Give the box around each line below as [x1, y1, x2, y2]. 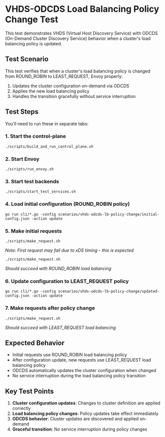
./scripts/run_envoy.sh [5, 167, 54, 172]
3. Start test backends [5, 178, 59, 185]
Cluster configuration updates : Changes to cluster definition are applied [12, 400, 161, 406]
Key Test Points [5, 387, 54, 395]
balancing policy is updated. [5, 40, 63, 46]
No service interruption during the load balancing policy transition [12, 373, 146, 379]
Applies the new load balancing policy [12, 88, 90, 94]
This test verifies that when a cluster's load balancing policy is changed [5, 68, 151, 74]
